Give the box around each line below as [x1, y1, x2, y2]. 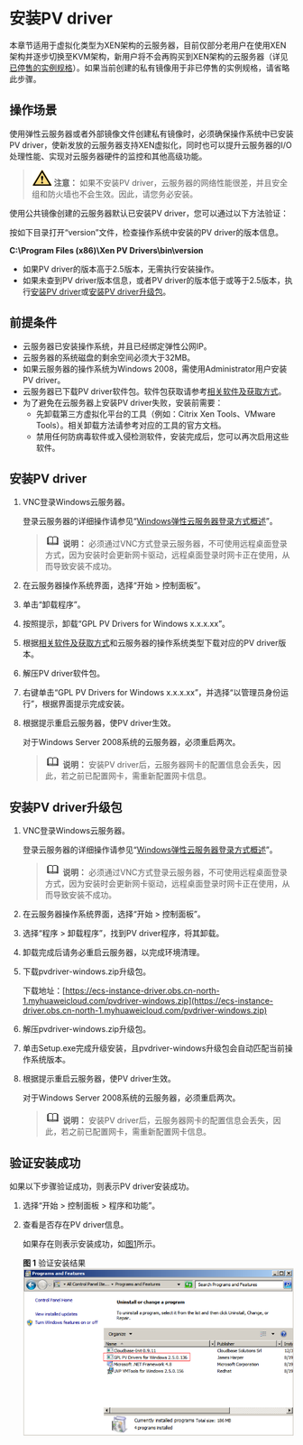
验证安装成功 [9, 1155, 81, 1171]
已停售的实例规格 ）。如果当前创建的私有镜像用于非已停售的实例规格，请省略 [9, 62, 290, 73]
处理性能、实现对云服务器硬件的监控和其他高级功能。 [9, 151, 207, 161]
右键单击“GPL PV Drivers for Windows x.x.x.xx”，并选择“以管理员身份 [22, 687, 281, 698]
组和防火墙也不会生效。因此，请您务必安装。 [31, 189, 198, 199]
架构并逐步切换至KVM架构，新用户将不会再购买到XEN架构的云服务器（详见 [9, 51, 289, 61]
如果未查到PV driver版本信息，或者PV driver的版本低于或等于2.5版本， [22, 274, 286, 285]
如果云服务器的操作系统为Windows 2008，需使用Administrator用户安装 [22, 363, 288, 374]
